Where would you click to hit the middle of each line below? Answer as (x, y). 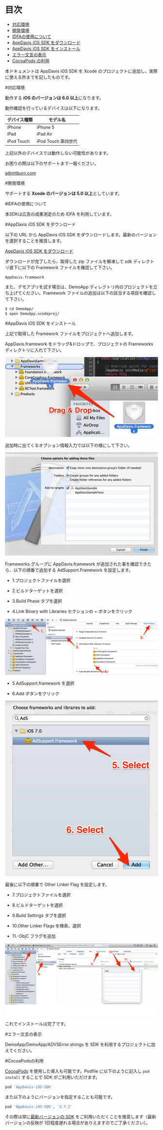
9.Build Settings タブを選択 (39, 915)
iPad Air (44, 134)
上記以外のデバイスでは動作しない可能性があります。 (58, 153)
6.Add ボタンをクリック (36, 694)
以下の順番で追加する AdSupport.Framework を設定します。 (73, 570)
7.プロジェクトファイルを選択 (41, 894)
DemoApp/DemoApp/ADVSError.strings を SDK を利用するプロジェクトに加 (80, 1044)
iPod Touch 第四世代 (57, 141)
